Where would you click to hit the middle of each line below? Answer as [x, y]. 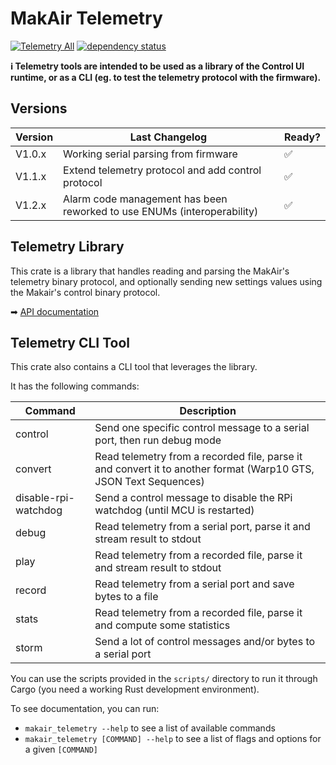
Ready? [302, 137]
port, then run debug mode [158, 440]
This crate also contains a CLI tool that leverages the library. [134, 367]
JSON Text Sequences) [149, 482]
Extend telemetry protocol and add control [162, 170]
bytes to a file [126, 597]
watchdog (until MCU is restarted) [174, 510]
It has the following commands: [75, 386]
